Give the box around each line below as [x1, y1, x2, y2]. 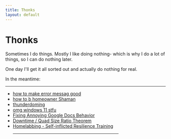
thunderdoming [12, 101, 45, 107]
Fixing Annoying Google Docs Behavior [12, 113, 95, 119]
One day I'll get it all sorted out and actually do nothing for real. [5, 66, 137, 72]
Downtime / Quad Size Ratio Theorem [12, 118, 92, 124]
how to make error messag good [12, 91, 81, 97]
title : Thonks [5, 7, 36, 13]
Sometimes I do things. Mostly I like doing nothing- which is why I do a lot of [5, 51, 165, 57]
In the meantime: [5, 76, 41, 82]
